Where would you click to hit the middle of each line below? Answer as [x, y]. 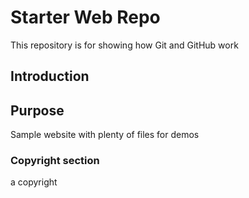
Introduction [50, 76]
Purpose [37, 110]
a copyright [34, 182]
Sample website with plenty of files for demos [105, 135]
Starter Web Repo [85, 17]
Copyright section [55, 161]
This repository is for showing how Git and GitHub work [124, 45]
